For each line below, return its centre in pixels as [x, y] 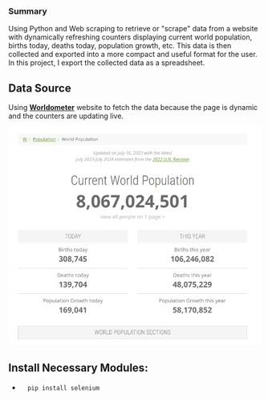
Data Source [40, 88]
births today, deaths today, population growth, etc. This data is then [120, 46]
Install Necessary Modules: [78, 368]
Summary [28, 11]
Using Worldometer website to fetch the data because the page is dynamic [133, 108]
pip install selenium [64, 388]
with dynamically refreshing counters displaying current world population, [130, 37]
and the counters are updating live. [66, 116]
